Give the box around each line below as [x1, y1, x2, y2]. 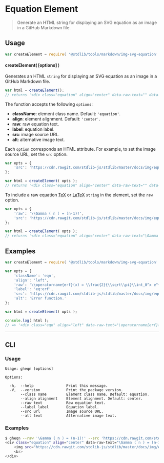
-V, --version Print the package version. [9, 388, 123, 393]
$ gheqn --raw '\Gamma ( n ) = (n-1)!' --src [5, 436, 99, 441]
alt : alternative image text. [12, 137, 65, 142]
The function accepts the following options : [5, 101, 93, 107]
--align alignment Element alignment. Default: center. [20, 396, 143, 401]
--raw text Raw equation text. [20, 401, 106, 405]
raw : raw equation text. [12, 121, 60, 127]
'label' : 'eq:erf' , [14, 287, 54, 292]
